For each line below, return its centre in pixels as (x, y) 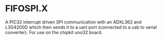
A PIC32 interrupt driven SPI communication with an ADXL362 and (74, 22)
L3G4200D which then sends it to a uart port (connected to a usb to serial (81, 27)
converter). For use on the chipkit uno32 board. (54, 32)
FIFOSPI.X (27, 9)
